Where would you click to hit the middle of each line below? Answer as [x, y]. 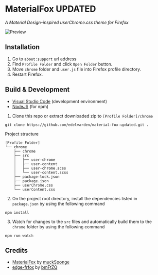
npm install [17, 212]
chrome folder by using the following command [58, 226]
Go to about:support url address [44, 59]
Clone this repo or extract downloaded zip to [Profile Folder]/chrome [82, 116]
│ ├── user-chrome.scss [40, 168]
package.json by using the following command [58, 204]
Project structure [22, 134]
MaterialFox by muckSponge [41, 262]
